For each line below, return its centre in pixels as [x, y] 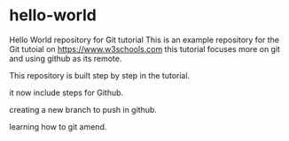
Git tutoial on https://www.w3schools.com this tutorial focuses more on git [145, 48]
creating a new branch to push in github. [83, 109]
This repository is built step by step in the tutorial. [100, 75]
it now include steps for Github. [66, 93]
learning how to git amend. [58, 126]
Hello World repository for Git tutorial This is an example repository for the [144, 40]
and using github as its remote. [66, 58]
